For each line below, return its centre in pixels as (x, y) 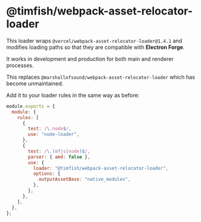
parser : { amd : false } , (59, 157)
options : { (47, 174)
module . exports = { (31, 106)
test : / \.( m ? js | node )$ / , (59, 151)
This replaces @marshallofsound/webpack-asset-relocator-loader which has (101, 77)
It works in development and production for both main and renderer (90, 59)
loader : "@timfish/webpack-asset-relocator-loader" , (101, 168)
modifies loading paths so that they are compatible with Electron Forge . (96, 47)
